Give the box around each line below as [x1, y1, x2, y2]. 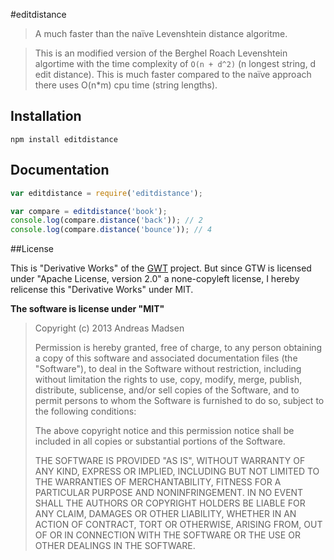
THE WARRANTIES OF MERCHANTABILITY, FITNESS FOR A [34, 476, 282, 488]
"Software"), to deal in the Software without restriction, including [34, 363, 302, 375]
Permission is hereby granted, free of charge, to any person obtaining [34, 342, 323, 354]
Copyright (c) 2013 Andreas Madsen [34, 322, 185, 334]
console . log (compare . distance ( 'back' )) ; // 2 [10, 215, 203, 226]
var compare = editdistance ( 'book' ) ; [10, 206, 168, 216]
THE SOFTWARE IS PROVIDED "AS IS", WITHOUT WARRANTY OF [34, 455, 306, 467]
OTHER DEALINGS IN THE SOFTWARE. [34, 540, 196, 552]
